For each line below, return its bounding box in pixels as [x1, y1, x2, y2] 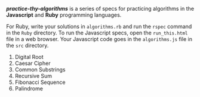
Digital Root [14, 54, 44, 60]
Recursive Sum [14, 73, 53, 79]
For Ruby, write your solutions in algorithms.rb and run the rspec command [6, 23, 192, 30]
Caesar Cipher [14, 60, 51, 67]
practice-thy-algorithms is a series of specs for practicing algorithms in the [6, 5, 195, 12]
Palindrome [14, 85, 44, 92]
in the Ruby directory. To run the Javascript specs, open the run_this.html [6, 29, 188, 36]
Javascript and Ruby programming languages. [6, 11, 122, 18]
